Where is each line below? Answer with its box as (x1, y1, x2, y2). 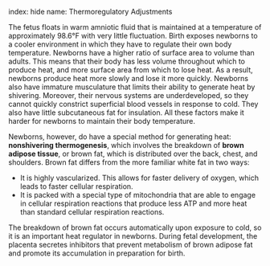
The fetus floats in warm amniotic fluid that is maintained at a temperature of (8, 23, 262, 31)
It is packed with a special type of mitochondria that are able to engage (19, 190, 256, 199)
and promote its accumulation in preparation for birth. (8, 248, 186, 258)
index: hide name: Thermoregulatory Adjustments (8, 7, 173, 16)
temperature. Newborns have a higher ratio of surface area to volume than (8, 48, 255, 57)
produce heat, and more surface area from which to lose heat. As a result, (8, 65, 253, 75)
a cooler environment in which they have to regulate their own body (8, 39, 232, 49)
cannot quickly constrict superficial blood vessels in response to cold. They (8, 100, 259, 108)
